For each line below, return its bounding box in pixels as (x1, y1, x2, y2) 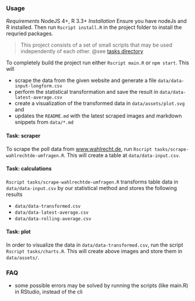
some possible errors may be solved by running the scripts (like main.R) (14, 282, 189, 289)
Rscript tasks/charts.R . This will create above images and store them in (6, 247, 183, 254)
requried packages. (6, 30, 53, 37)
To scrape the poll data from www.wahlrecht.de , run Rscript (6, 145, 152, 152)
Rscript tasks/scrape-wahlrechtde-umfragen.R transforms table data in (6, 178, 179, 185)
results (6, 191, 23, 198)
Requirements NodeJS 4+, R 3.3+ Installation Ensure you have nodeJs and (6, 18, 187, 25)
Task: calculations (6, 165, 52, 172)
